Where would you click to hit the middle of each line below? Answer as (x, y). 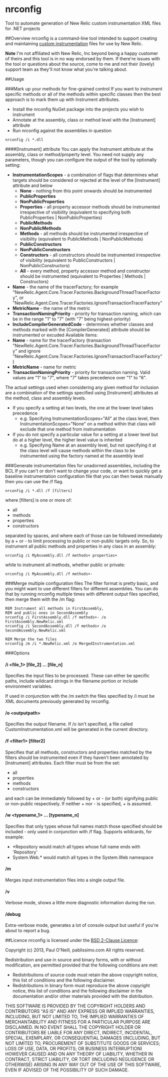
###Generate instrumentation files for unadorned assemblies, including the (82, 465)
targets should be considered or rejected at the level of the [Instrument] (86, 180)
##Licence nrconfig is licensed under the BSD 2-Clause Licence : (72, 940)
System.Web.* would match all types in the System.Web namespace (83, 857)
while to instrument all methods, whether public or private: (65, 565)
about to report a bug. (28, 931)
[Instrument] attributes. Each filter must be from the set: (63, 763)
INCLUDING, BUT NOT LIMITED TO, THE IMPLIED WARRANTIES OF (74, 1017)
